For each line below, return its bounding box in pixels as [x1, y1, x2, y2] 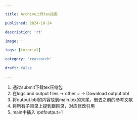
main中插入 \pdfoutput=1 [12, 109, 63, 115]
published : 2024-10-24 [5, 20, 52, 25]
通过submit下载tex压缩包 [12, 84, 63, 90]
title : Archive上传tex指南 [5, 11, 58, 16]
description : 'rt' [5, 29, 43, 35]
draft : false [5, 66, 32, 71]
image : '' [5, 38, 26, 44]
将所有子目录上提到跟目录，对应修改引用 [12, 103, 95, 109]
